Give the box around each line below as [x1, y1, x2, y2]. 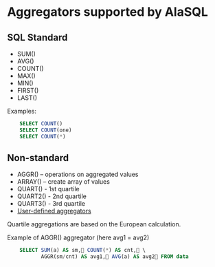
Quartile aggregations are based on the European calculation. [7, 220, 181, 228]
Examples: [7, 107, 36, 115]
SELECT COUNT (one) [19, 127, 72, 133]
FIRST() [16, 87, 39, 94]
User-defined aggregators [16, 207, 91, 215]
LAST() [16, 94, 38, 102]
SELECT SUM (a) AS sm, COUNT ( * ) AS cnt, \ [19, 247, 146, 254]
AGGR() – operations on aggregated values [16, 170, 139, 179]
